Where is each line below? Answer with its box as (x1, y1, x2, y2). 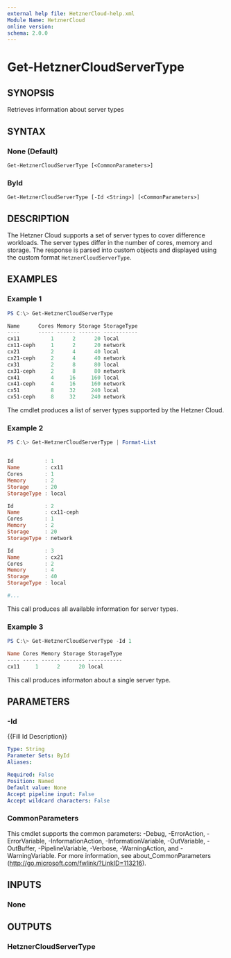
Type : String (7, 746, 45, 753)
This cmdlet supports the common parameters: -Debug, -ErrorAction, (7, 829, 206, 837)
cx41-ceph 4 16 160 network (7, 380, 126, 387)
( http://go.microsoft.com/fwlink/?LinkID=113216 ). (7, 859, 147, 867)
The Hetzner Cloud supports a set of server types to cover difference (7, 231, 206, 239)
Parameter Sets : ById (7, 753, 70, 759)
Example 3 (7, 622, 44, 632)
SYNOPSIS (7, 87, 55, 99)
